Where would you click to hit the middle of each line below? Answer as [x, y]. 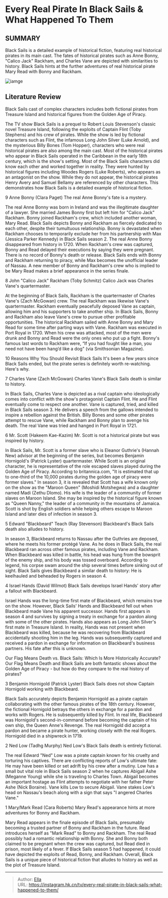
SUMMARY [23, 38]
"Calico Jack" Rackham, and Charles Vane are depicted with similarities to [82, 61]
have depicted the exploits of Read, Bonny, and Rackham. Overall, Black [79, 854]
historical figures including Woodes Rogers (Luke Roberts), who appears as [83, 171]
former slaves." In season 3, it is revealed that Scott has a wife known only [82, 482]
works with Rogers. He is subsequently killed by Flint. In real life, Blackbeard [84, 714]
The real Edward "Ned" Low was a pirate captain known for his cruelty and [82, 755]
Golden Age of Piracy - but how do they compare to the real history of [77, 668]
